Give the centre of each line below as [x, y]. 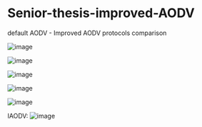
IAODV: [18, 116]
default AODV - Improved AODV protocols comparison [87, 33]
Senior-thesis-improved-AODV [101, 13]
